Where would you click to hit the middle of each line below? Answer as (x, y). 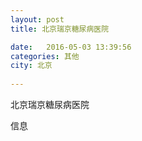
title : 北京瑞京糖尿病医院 (60, 29)
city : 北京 (31, 66)
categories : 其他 (45, 56)
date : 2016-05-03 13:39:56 (71, 47)
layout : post (37, 19)
